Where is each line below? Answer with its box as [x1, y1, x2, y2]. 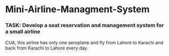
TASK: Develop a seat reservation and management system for [5, 22, 164, 29]
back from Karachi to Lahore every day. [5, 45, 88, 51]
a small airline [5, 28, 41, 35]
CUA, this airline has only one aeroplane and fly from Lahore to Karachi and [5, 40, 164, 46]
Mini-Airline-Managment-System [5, 4, 150, 15]
